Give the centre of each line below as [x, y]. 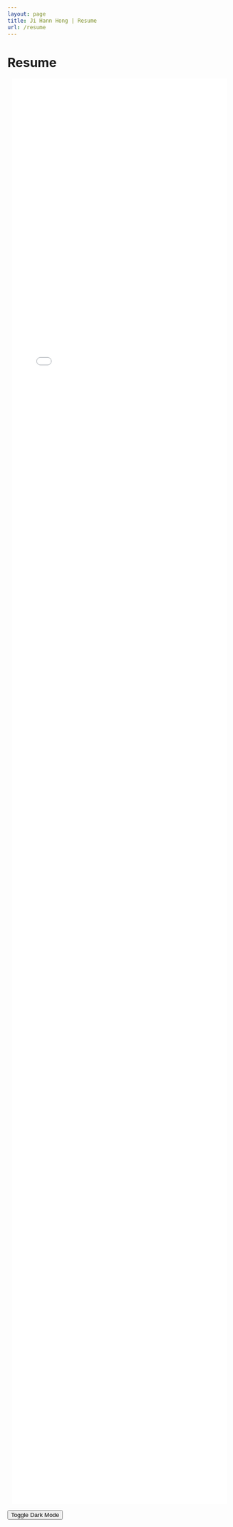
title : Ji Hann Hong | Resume [52, 21]
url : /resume [27, 27]
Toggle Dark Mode [35, 1515]
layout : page [27, 14]
